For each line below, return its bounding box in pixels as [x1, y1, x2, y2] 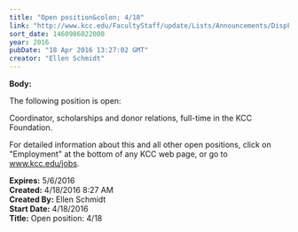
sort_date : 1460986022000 [9, 29, 105, 38]
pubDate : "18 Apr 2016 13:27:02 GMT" [9, 46, 149, 55]
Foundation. [9, 122, 53, 133]
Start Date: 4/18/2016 [9, 204, 89, 213]
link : [9, 21, 29, 30]
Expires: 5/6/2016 [9, 175, 75, 186]
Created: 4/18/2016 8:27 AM [9, 185, 114, 195]
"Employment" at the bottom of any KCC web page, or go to [9, 149, 228, 159]
